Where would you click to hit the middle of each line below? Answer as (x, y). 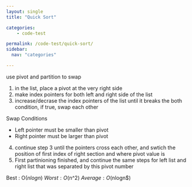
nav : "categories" (34, 55)
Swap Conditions (27, 118)
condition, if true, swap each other (57, 107)
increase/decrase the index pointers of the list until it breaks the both (98, 100)
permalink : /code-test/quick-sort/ (50, 44)
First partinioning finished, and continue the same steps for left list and (100, 160)
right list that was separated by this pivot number (74, 166)
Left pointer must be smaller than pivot (62, 130)
